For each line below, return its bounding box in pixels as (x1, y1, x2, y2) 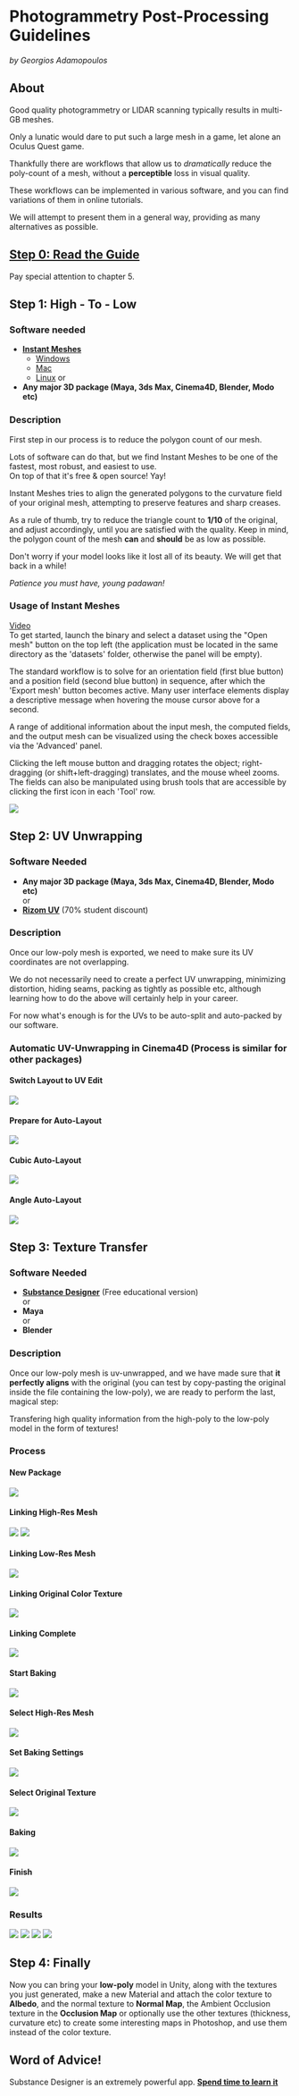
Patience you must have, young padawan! (9, 577, 165, 588)
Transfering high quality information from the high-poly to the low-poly (9, 1413, 270, 1424)
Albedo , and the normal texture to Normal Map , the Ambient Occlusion (9, 1998, 270, 2008)
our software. (9, 1019, 59, 1030)
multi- (261, 105, 283, 115)
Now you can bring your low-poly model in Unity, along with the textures (9, 1979, 278, 1990)
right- (242, 757, 263, 768)
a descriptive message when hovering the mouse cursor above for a (9, 694, 261, 705)
